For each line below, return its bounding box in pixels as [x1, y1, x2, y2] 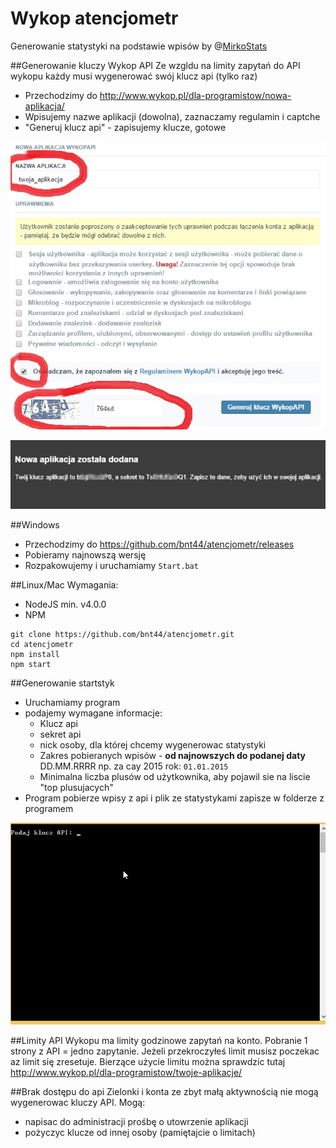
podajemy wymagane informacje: [24, 707, 163, 719]
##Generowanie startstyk [10, 677, 115, 689]
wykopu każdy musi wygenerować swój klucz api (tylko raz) [10, 70, 258, 82]
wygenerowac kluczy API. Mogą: [10, 1097, 146, 1109]
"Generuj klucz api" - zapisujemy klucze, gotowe [24, 121, 227, 133]
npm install [10, 649, 60, 659]
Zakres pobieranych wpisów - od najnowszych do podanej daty [39, 749, 307, 761]
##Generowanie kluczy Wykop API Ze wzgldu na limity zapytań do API [10, 59, 301, 71]
